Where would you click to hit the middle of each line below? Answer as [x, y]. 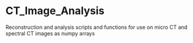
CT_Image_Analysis [55, 11]
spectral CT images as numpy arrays [50, 33]
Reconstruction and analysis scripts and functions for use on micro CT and [97, 27]
